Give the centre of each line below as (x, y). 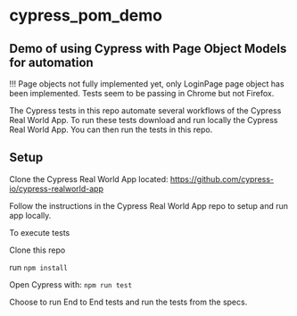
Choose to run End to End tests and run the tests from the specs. (128, 302)
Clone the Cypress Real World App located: (89, 179)
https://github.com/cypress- (222, 179)
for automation (51, 62)
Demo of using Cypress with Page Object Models (148, 49)
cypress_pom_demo (86, 16)
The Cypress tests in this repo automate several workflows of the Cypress (145, 111)
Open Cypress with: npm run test (70, 284)
